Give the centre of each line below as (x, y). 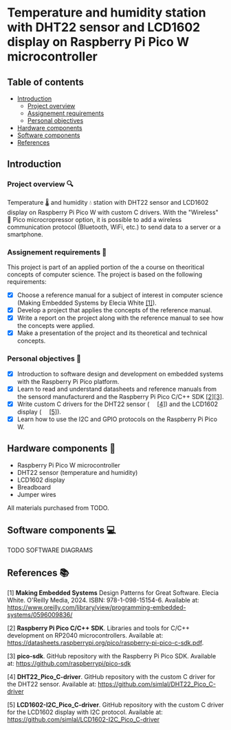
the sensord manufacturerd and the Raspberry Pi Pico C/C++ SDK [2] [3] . (120, 396)
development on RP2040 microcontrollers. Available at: (85, 636)
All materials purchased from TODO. (58, 507)
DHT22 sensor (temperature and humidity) (77, 472)
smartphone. (25, 234)
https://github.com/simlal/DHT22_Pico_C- (157, 685)
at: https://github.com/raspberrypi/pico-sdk (69, 664)
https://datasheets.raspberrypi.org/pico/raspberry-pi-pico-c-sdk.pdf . (106, 643)
